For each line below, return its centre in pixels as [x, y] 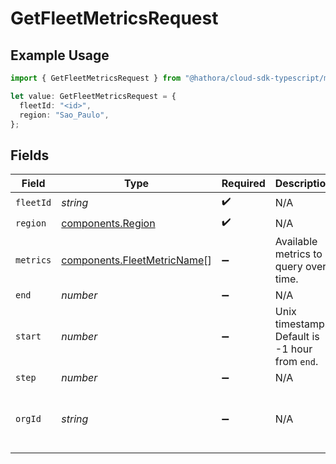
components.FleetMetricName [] [136, 260]
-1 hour [293, 349]
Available [296, 242]
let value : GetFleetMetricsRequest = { [93, 96]
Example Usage [60, 55]
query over [300, 267]
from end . [296, 362]
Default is [297, 337]
